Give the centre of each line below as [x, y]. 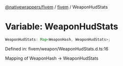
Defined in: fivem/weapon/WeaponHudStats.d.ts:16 [57, 49]
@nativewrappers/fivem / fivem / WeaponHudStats [56, 7]
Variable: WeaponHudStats [62, 27]
